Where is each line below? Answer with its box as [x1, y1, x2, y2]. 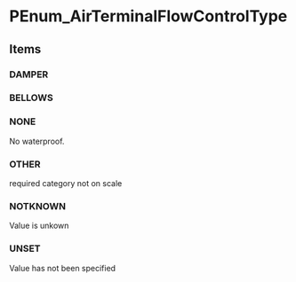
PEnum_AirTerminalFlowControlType [9, 6, 288, 27]
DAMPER [9, 68, 49, 81]
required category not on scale [9, 178, 123, 189]
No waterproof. [9, 136, 65, 146]
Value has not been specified [9, 262, 116, 273]
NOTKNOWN [9, 200, 67, 212]
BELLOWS [9, 91, 53, 104]
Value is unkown [9, 220, 69, 231]
